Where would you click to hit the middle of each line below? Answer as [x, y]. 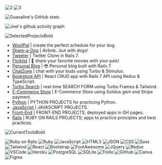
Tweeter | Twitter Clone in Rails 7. [45, 55]
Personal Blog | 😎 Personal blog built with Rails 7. [62, 66]
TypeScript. [24, 81]
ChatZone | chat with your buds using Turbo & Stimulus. [68, 71]
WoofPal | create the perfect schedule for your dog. [64, 45]
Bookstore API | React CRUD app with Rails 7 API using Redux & [76, 76]
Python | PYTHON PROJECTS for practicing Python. [64, 102]
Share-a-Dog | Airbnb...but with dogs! [50, 50]
